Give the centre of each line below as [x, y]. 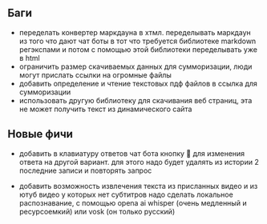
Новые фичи [40, 134]
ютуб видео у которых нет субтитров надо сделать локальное [126, 194]
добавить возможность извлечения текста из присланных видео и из [138, 186]
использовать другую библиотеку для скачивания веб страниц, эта [136, 100]
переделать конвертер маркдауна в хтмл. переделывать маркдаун [135, 32]
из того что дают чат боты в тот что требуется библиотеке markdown [138, 41]
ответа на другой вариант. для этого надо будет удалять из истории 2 [139, 162]
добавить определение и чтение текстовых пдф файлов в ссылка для [138, 83]
